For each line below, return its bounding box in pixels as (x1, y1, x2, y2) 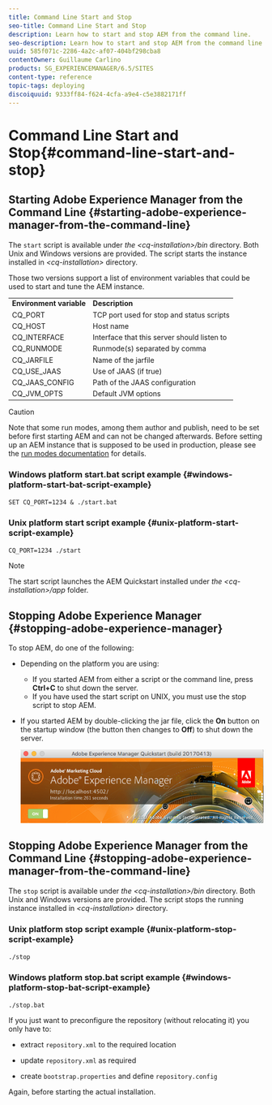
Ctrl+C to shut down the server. (32, 683, 139, 693)
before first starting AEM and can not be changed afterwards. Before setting (8, 431, 263, 441)
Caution (8, 407, 35, 417)
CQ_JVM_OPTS (11, 389, 63, 399)
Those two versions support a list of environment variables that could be (8, 273, 251, 283)
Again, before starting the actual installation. (8, 1087, 156, 1097)
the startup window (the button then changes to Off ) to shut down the (19, 725, 253, 735)
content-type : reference (8, 73, 92, 81)
